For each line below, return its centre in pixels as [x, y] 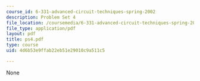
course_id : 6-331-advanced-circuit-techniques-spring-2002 [81, 12]
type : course [22, 45]
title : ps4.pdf [25, 39]
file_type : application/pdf [41, 28]
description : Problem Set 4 [41, 17]
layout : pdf [21, 34]
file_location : [25, 23]
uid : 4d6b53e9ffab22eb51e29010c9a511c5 [56, 51]
